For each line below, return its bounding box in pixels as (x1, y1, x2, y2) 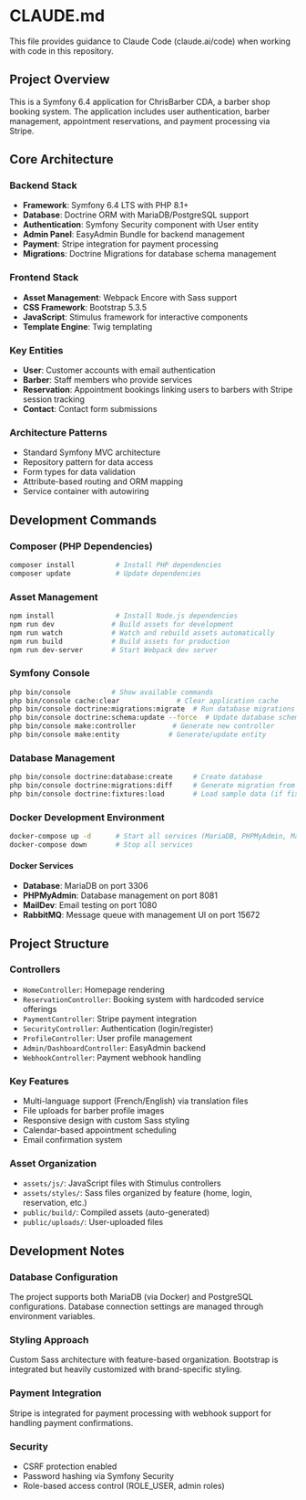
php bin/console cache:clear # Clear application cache (9, 696, 280, 705)
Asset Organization (9, 1157, 97, 1170)
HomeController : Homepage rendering (22, 984, 166, 995)
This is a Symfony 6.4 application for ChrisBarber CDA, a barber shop (9, 96, 270, 107)
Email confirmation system (22, 1135, 123, 1146)
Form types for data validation (22, 467, 137, 478)
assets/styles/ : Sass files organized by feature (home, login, (22, 1188, 253, 1199)
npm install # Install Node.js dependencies (9, 611, 239, 621)
